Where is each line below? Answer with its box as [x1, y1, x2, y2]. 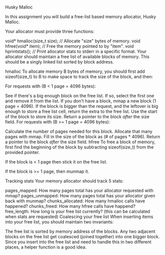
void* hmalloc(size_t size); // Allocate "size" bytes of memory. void [5, 38, 140, 44]
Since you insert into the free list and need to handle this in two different [5, 239, 152, 245]
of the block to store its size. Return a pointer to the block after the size [5, 114, 150, 120]
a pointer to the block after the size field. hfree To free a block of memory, [5, 139, 156, 145]
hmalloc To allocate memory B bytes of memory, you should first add [5, 68, 145, 74]
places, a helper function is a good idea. [5, 244, 87, 250]
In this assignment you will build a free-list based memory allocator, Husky [5, 14, 156, 19]
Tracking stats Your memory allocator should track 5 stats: [5, 178, 124, 184]
